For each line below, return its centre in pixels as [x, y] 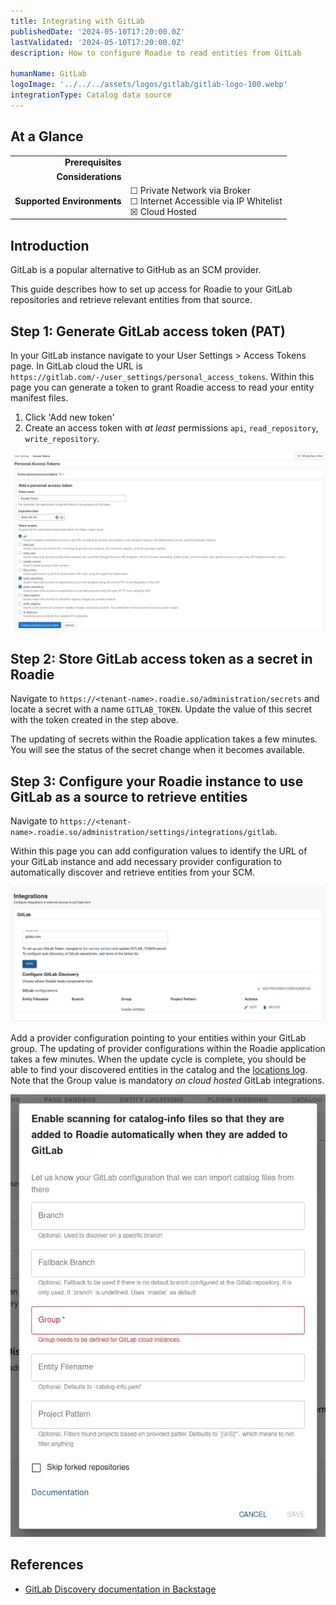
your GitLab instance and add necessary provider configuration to [146, 862]
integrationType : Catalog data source [91, 95]
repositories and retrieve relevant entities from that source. [131, 300]
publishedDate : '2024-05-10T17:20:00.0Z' [98, 31]
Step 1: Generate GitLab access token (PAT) [148, 331]
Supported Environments [68, 201]
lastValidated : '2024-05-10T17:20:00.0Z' [98, 42]
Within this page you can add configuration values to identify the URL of [159, 851]
